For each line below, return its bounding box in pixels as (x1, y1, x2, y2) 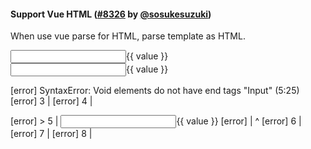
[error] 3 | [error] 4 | (10, 95, 93, 107)
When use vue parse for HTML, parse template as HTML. (10, 30, 246, 42)
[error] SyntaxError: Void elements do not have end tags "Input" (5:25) (10, 85, 300, 97)
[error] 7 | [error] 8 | (10, 128, 93, 140)
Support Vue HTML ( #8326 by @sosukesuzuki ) (10, 8, 212, 20)
